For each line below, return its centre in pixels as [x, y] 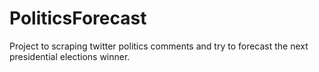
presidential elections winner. [70, 56]
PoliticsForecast [78, 18]
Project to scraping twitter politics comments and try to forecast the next [159, 46]
